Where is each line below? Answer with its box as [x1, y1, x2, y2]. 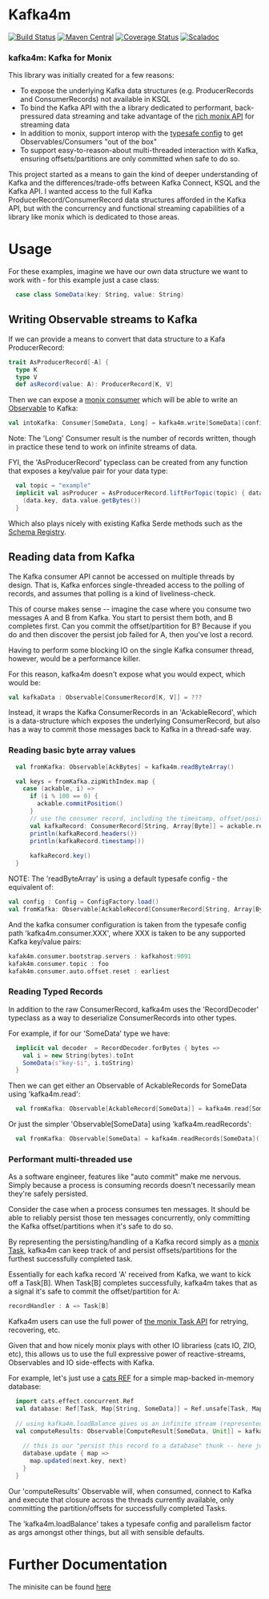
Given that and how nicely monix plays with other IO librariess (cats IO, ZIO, [8, 1341, 257, 1351]
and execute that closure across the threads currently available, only [8, 1495, 235, 1504]
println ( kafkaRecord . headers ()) [29, 830, 138, 838]
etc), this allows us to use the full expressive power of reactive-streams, [8, 1349, 247, 1359]
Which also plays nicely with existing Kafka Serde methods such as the [8, 519, 243, 528]
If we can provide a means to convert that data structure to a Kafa [8, 334, 226, 344]
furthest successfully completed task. [8, 1254, 134, 1264]
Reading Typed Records [8, 986, 103, 997]
